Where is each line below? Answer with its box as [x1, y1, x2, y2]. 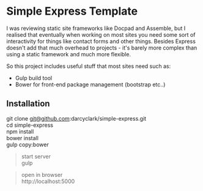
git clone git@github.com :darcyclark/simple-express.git [6, 114, 147, 122]
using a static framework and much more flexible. [6, 50, 131, 58]
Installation [6, 99, 50, 109]
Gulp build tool [15, 74, 53, 81]
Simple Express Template [6, 4, 138, 18]
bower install [6, 134, 39, 141]
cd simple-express [6, 121, 54, 129]
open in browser [21, 171, 63, 178]
